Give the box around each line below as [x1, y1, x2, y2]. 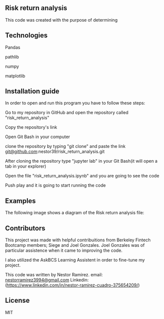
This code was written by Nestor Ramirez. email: [5, 272, 103, 278]
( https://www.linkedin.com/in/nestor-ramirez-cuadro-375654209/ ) [5, 282, 140, 288]
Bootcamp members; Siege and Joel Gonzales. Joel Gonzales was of [5, 242, 145, 248]
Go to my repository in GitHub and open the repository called [5, 110, 129, 116]
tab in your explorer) [5, 163, 47, 169]
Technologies [5, 31, 48, 40]
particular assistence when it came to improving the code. [5, 248, 123, 254]
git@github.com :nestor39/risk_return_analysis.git [5, 148, 105, 154]
